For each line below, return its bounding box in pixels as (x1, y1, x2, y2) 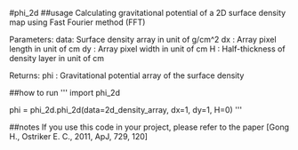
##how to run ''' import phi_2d (9, 88, 120, 98)
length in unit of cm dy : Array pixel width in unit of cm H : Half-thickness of (9, 43, 286, 54)
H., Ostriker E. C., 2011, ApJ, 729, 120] (9, 131, 149, 141)
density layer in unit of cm (9, 53, 105, 63)
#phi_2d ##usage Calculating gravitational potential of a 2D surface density (9, 8, 286, 18)
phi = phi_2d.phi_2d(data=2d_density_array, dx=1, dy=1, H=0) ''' (9, 105, 243, 114)
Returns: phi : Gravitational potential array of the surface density (9, 70, 245, 81)
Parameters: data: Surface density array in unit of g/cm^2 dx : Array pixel (9, 35, 278, 44)
